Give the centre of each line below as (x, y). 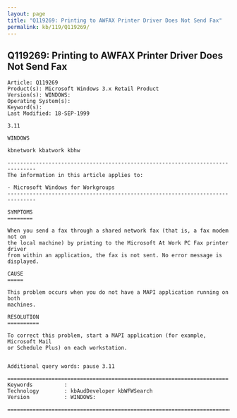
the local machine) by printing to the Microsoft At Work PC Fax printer (118, 243)
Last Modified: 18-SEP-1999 (49, 113)
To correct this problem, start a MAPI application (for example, (107, 336)
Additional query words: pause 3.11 (61, 367)
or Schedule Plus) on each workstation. (68, 348)
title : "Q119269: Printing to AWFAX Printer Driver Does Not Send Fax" (115, 20)
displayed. (23, 262)
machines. (22, 305)
